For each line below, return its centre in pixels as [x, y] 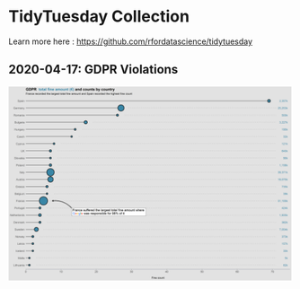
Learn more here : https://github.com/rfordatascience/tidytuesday [131, 41]
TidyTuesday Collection [99, 17]
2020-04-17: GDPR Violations [93, 70]
